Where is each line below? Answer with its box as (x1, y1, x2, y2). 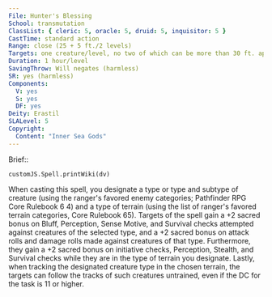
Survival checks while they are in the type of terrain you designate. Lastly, (8, 252, 255, 263)
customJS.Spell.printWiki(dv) (8, 170, 111, 178)
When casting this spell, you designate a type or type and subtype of (8, 184, 239, 194)
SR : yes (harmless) (8, 72, 74, 80)
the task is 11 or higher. (8, 278, 85, 288)
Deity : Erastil (8, 110, 60, 118)
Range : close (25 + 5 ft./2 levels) (8, 42, 132, 50)
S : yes (15, 95, 38, 103)
